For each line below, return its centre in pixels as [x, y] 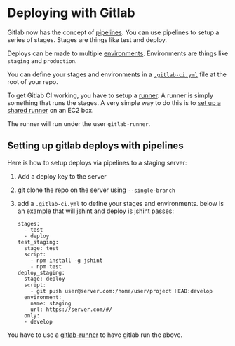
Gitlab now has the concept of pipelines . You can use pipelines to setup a [113, 32]
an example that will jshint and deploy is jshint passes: [95, 211]
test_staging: [38, 242]
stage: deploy [45, 279]
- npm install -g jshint [67, 261]
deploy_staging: [41, 272]
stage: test [41, 248]
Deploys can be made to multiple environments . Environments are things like [118, 53]
